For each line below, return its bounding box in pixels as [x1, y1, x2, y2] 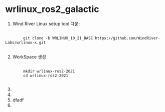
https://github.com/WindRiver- [95, 35, 160, 40]
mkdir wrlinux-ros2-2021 [23, 68, 75, 73]
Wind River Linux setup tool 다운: [12, 20, 80, 26]
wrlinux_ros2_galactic [5, 3, 99, 15]
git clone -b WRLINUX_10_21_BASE [23, 35, 93, 40]
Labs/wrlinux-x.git [5, 40, 46, 45]
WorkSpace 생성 [12, 53, 46, 59]
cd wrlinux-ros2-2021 [23, 73, 69, 78]
